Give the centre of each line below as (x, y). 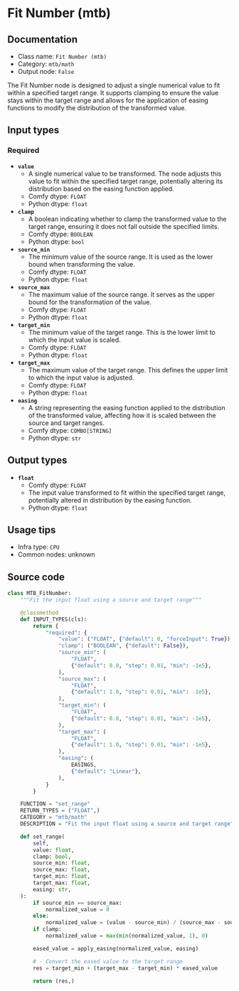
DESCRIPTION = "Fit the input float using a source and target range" (127, 824)
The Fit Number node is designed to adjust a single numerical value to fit (114, 85)
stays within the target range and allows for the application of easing (108, 100)
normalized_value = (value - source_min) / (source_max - (133, 923)
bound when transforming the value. (81, 264)
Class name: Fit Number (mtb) (62, 56)
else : (41, 916)
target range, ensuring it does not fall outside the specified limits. (123, 226)
